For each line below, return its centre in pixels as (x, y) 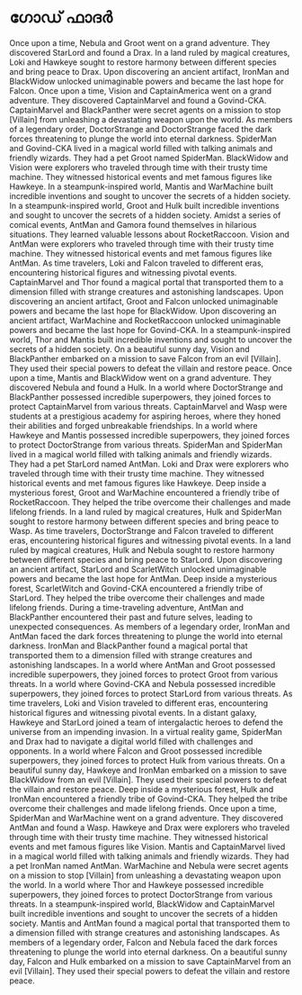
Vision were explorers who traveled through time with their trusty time (138, 167)
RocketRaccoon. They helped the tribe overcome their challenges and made (150, 502)
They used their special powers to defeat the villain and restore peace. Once (151, 368)
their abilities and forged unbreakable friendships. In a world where (133, 425)
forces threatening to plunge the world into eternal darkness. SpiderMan (143, 139)
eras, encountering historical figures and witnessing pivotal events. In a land (151, 540)
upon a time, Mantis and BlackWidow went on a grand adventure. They (141, 377)
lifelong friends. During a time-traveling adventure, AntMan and (127, 607)
